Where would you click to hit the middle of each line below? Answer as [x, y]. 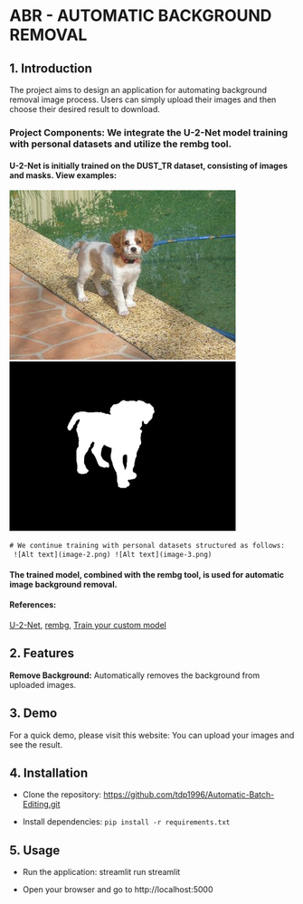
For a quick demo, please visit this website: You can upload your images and [152, 735]
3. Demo [33, 714]
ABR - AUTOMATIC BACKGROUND [141, 16]
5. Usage [35, 850]
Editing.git [41, 805]
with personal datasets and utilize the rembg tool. [121, 144]
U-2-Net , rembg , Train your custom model [88, 625]
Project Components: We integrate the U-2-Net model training [149, 132]
